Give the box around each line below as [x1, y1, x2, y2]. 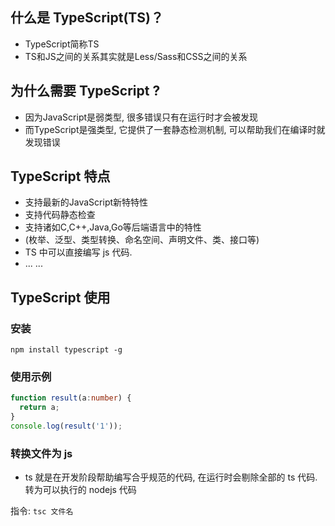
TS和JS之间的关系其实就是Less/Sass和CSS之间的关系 [24, 50, 248, 62]
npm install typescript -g [10, 345, 123, 355]
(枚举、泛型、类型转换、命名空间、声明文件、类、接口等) [24, 234, 260, 246]
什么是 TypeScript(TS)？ [10, 9, 164, 27]
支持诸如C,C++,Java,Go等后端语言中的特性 [24, 221, 202, 233]
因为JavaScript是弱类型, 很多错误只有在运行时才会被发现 [24, 111, 259, 123]
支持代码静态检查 [24, 209, 96, 221]
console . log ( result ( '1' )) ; [10, 421, 123, 432]
